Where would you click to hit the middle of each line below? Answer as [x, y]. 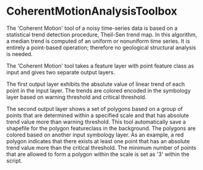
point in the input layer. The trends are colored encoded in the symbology [98, 90]
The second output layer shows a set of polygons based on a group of [94, 108]
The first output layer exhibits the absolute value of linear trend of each [95, 84]
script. [14, 160]
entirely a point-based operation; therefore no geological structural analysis [101, 48]
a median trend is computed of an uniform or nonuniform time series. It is [98, 41]
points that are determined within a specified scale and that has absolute [98, 115]
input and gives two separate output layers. [61, 72]
